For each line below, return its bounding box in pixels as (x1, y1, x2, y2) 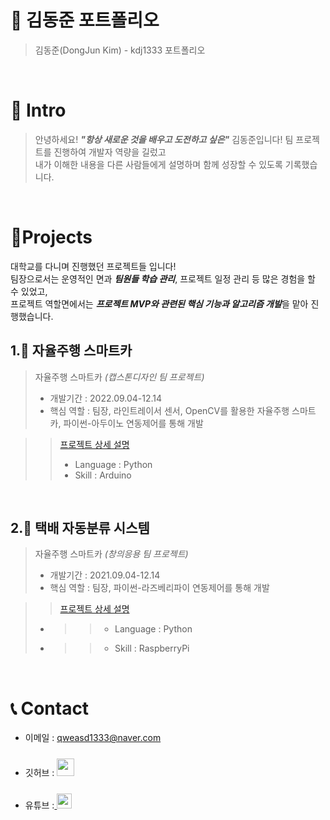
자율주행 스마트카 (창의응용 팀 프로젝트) (34, 548, 189, 560)
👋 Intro (10, 99, 67, 122)
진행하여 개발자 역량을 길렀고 (53, 146, 167, 158)
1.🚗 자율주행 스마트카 (10, 342, 133, 360)
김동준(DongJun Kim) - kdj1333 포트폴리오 (34, 44, 206, 56)
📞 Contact (10, 697, 90, 720)
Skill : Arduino (74, 469, 132, 481)
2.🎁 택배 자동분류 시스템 (10, 520, 150, 537)
